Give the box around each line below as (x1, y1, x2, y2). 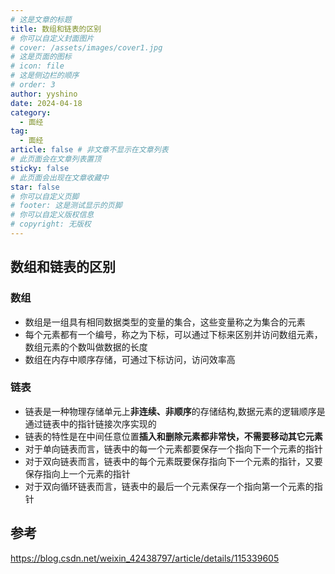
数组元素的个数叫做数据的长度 (24, 341, 148, 353)
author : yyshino (10, 89, 78, 99)
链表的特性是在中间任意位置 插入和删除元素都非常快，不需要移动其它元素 (24, 430, 323, 442)
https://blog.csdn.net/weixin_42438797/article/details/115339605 (10, 552, 280, 564)
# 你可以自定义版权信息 (10, 210, 95, 220)
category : (10, 107, 52, 118)
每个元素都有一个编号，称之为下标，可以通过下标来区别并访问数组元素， (24, 328, 323, 340)
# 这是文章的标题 (10, 14, 72, 25)
